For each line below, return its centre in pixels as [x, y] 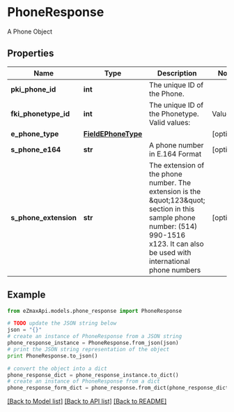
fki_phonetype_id [40, 114]
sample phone [172, 217]
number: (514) [173, 226]
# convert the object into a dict [57, 368]
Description [177, 73]
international [169, 261]
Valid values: [170, 122]
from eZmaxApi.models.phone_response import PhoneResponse [95, 311]
